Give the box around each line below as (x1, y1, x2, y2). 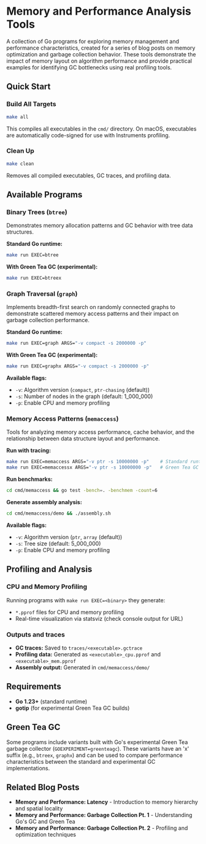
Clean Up (6, 147, 35, 155)
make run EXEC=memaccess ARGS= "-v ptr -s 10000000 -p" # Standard (6, 459, 188, 465)
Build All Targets (6, 100, 56, 109)
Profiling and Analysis (6, 564, 93, 575)
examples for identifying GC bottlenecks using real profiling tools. (6, 63, 172, 71)
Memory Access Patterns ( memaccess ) (6, 415, 119, 423)
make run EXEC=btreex (6, 275, 62, 282)
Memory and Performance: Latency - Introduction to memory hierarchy (15, 799, 198, 806)
